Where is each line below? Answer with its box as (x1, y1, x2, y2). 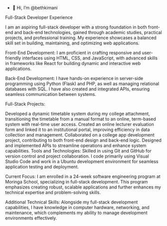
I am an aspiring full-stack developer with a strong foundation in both (5, 24, 147, 30)
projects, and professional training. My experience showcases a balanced (5, 35, 157, 40)
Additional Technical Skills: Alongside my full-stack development (5, 199, 138, 205)
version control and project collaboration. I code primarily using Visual (5, 153, 150, 159)
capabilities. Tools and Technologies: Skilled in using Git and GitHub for (5, 148, 152, 153)
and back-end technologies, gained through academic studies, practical (14, 29, 162, 35)
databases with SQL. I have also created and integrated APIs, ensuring (5, 86, 150, 92)
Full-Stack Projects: (5, 101, 46, 107)
